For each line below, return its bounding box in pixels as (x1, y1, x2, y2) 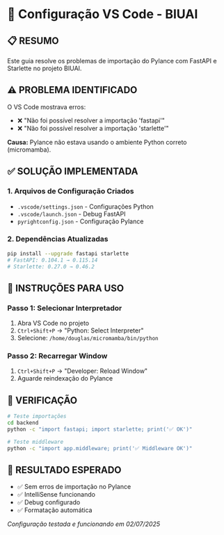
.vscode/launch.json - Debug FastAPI (17, 209, 126, 218)
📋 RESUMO (7, 35, 59, 47)
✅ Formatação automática (17, 506, 93, 514)
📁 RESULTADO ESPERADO (7, 464, 122, 476)
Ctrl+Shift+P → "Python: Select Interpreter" (17, 326, 144, 335)
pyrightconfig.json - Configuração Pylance (17, 217, 144, 225)
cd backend (7, 420, 39, 426)
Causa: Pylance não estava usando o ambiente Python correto (7, 138, 187, 146)
